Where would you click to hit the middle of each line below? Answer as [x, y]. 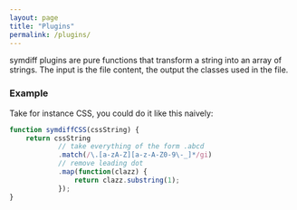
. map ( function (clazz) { [102, 172]
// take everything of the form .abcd [131, 147]
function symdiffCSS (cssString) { [75, 129]
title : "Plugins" [42, 26]
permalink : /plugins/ [50, 34]
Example [29, 93]
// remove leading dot [101, 164]
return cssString [58, 138]
